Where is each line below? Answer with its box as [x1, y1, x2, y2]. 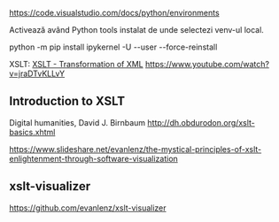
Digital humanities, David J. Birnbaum [9, 117, 146, 127]
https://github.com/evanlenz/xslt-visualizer [9, 203, 167, 213]
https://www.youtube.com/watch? [144, 59, 270, 69]
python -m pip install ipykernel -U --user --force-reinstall [9, 42, 218, 52]
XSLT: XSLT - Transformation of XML [9, 59, 143, 69]
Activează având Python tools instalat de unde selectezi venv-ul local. [9, 25, 264, 34]
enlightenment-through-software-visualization [9, 153, 179, 164]
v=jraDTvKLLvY [9, 68, 66, 79]
